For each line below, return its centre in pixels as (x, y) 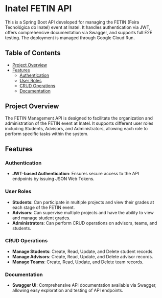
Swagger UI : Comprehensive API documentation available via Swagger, (84, 285)
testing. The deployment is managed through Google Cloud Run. (70, 38)
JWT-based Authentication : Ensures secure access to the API (76, 174)
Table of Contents (33, 53)
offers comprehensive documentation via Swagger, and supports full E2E (79, 32)
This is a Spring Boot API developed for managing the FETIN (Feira (72, 22)
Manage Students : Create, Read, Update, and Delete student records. (83, 251)
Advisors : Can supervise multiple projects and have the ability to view (83, 212)
